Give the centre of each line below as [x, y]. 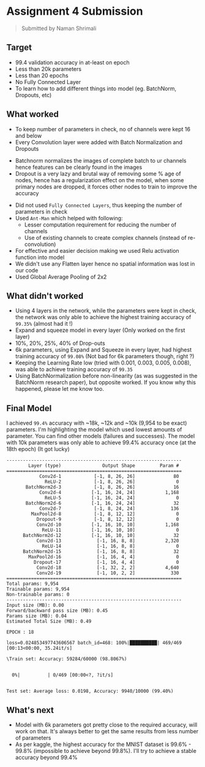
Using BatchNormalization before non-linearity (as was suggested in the [106, 376]
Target [19, 48]
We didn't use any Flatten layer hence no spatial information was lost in [105, 264]
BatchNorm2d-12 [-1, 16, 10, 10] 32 [101, 536]
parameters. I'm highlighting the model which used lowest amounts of [94, 430]
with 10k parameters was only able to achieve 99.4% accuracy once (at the [101, 442]
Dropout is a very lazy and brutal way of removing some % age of [98, 174]
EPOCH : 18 [20, 632]
